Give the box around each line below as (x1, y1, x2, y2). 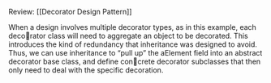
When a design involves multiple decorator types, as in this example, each (8, 23, 257, 31)
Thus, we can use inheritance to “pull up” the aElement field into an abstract (8, 48, 263, 57)
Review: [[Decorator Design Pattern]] (8, 7, 132, 16)
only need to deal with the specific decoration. (8, 65, 164, 75)
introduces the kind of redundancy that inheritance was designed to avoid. (8, 39, 258, 49)
